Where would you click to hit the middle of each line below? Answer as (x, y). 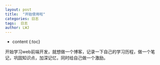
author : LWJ (17, 28)
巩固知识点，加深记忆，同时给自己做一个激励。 (61, 58)
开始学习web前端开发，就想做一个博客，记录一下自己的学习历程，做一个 (78, 52)
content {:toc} (26, 42)
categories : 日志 (22, 19)
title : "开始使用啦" (25, 14)
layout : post (18, 10)
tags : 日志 (16, 23)
